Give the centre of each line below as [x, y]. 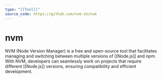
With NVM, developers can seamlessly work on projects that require [73, 61]
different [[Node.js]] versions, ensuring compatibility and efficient [71, 66]
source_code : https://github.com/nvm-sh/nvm [51, 14]
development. [19, 72]
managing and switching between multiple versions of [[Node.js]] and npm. [81, 56]
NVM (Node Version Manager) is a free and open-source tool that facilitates [81, 51]
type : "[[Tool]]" [23, 9]
